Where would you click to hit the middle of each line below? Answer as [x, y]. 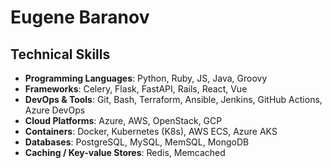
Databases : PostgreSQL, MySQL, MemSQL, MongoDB [137, 142]
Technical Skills [60, 54]
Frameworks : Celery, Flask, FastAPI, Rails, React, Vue [136, 89]
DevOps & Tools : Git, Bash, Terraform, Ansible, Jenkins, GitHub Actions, [173, 99]
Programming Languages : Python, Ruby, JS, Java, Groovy [146, 78]
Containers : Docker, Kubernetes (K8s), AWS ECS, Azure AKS [151, 131]
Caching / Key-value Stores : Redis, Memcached [125, 152]
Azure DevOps [55, 110]
